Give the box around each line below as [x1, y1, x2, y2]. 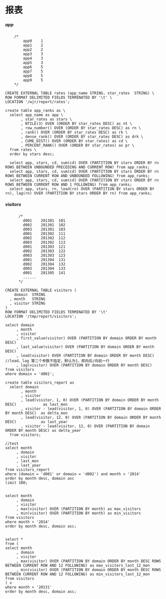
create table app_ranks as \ [5, 108, 66, 113]
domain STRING [14, 292, 46, 298]
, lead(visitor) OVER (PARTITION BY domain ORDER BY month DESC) [16, 353, 155, 358]
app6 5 [23, 65, 43, 70]
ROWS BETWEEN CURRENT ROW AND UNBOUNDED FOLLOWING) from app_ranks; [5, 174, 150, 179]
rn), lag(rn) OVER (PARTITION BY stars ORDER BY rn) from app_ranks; [5, 191, 153, 196]
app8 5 [23, 73, 43, 79]
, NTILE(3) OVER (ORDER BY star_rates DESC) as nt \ [20, 121, 133, 126]
